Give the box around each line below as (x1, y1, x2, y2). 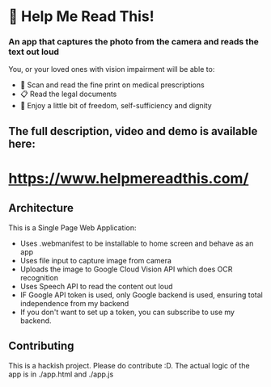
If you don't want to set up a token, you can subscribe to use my (19, 307, 235, 317)
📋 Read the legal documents (19, 89, 117, 99)
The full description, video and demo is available (8, 124, 258, 138)
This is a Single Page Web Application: (8, 222, 137, 233)
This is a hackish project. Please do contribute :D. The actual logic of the (8, 360, 250, 370)
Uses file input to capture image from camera (19, 255, 172, 265)
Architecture (8, 201, 74, 215)
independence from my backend (19, 298, 129, 308)
